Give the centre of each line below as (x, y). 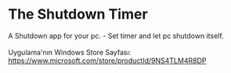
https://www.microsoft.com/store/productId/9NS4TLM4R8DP (107, 61)
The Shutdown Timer (78, 14)
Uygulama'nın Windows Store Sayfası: (70, 52)
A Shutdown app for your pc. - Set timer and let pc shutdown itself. (116, 36)
